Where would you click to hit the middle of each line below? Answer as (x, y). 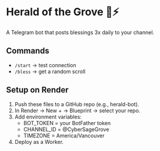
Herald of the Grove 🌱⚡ (63, 12)
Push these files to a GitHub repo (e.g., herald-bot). (77, 104)
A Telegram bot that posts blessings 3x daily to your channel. (80, 32)
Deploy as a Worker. (39, 142)
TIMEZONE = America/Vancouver (64, 135)
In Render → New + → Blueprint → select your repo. (77, 110)
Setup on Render (37, 90)
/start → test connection (45, 65)
